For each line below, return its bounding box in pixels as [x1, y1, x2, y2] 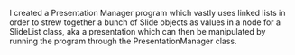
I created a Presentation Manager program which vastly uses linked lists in [9, 8, 286, 18]
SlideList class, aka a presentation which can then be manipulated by [9, 27, 266, 36]
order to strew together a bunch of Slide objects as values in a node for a [9, 17, 281, 27]
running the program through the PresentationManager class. [9, 35, 237, 46]
